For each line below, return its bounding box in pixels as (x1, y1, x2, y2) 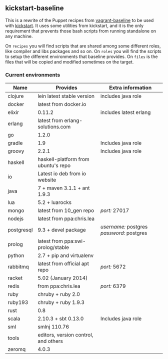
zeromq (7, 346, 26, 353)
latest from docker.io (37, 101, 86, 108)
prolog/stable (37, 244, 69, 251)
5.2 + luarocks (37, 199, 71, 206)
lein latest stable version (37, 92, 95, 99)
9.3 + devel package (37, 226, 86, 233)
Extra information (109, 84, 152, 91)
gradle (7, 139, 23, 146)
